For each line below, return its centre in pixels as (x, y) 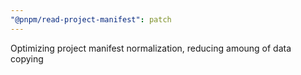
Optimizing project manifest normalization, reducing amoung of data (151, 48)
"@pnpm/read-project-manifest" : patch (91, 19)
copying (27, 58)
